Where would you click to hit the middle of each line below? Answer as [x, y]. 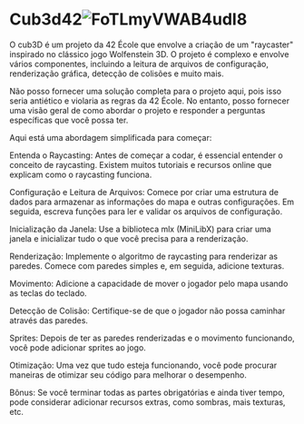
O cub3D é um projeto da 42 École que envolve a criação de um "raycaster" [152, 44]
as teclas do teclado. [49, 293]
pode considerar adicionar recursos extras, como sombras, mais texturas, [147, 402]
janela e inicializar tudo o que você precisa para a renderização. [129, 238]
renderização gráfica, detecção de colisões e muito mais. [117, 74]
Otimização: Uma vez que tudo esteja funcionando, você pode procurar [143, 365]
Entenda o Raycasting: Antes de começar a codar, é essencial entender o [146, 155]
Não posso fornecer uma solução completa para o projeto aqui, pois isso [146, 91]
